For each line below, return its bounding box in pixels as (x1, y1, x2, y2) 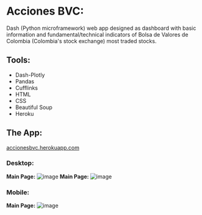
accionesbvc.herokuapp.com (6, 144, 79, 151)
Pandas (15, 77, 35, 85)
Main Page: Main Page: (6, 172, 89, 180)
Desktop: (6, 159, 34, 167)
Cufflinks (15, 84, 38, 91)
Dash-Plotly (15, 71, 45, 79)
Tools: (6, 55, 31, 65)
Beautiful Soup (15, 104, 53, 111)
